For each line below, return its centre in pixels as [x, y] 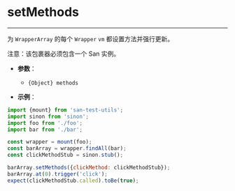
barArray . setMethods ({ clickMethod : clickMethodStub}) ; [89, 168]
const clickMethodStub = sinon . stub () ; [65, 155]
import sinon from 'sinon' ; [48, 116]
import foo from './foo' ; [45, 123]
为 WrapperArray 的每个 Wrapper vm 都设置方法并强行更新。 [91, 38]
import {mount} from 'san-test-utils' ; [65, 110]
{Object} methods [53, 83]
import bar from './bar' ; [45, 130]
